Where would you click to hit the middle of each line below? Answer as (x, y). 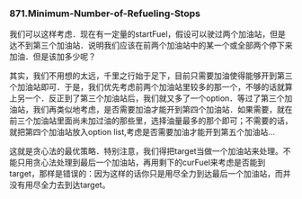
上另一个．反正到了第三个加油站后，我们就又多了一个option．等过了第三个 (147, 98)
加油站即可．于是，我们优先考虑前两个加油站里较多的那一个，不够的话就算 (155, 87)
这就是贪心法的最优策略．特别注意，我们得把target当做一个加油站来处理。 (146, 151)
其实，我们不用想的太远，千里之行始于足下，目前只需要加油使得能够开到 (143, 76)
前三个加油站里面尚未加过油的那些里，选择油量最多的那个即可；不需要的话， (151, 121)
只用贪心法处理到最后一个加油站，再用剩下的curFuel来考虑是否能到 (141, 163)
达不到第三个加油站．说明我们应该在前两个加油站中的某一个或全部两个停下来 (151, 45)
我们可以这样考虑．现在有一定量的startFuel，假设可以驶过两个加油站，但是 (147, 34)
